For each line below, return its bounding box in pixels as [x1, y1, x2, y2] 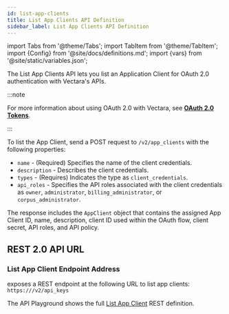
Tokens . [7, 111, 31, 119]
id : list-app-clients [7, 10, 69, 17]
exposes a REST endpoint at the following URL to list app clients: [7, 280, 190, 288]
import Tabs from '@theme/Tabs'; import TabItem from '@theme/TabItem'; [7, 42, 219, 50]
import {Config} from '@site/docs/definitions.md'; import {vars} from [7, 49, 202, 57]
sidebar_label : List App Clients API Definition [7, 23, 149, 30]
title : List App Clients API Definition [7, 17, 125, 23]
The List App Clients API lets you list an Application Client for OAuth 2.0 [7, 70, 210, 78]
